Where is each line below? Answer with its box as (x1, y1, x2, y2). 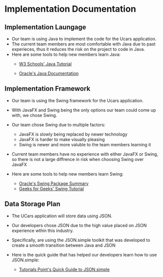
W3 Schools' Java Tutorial (19, 61, 72, 67)
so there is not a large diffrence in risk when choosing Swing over (11, 156, 144, 162)
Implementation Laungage (4, 23, 86, 31)
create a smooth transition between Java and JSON (11, 242, 116, 248)
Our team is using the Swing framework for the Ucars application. (11, 97, 143, 103)
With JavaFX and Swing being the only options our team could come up (11, 107, 156, 113)
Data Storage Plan (4, 200, 61, 208)
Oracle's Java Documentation (19, 70, 79, 76)
